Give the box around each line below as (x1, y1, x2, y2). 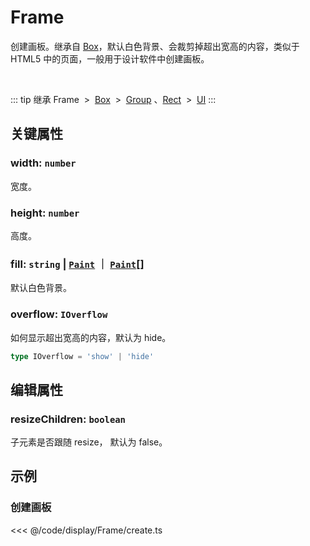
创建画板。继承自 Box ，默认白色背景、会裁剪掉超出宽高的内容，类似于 (10, 40, 300, 52)
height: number (10, 206, 80, 220)
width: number (10, 156, 77, 170)
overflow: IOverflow (10, 307, 108, 321)
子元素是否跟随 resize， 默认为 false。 (10, 436, 168, 448)
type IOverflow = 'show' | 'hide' (10, 351, 155, 361)
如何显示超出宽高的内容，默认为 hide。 (10, 331, 172, 343)
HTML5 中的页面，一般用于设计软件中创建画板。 (10, 52, 210, 65)
